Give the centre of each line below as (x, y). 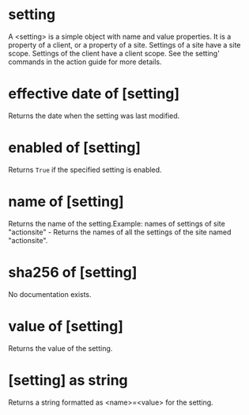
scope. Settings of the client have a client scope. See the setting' (114, 53)
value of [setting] (66, 326)
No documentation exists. (50, 294)
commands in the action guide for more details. (85, 62)
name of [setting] (66, 202)
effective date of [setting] (94, 94)
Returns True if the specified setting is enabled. (85, 169)
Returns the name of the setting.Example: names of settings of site (117, 223)
